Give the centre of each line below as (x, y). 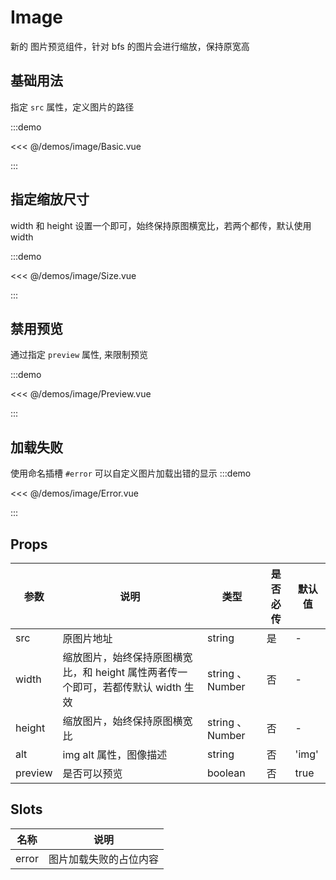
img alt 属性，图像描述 (115, 754)
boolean (226, 773)
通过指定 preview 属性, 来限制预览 (79, 355)
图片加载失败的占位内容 (103, 859)
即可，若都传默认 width (127, 687)
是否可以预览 (92, 773)
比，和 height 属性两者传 (120, 672)
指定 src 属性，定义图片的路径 (72, 107)
